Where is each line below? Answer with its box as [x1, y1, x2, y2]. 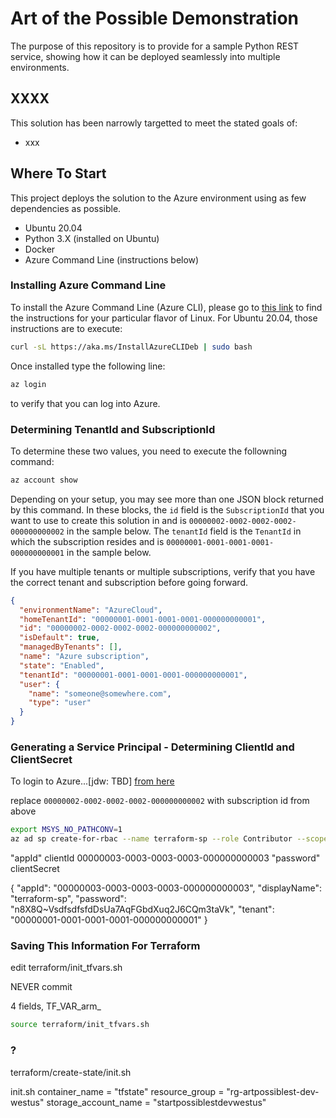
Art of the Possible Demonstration [10, 7, 300, 30]
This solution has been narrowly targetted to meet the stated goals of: [10, 117, 298, 129]
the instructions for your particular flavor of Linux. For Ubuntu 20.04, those [10, 312, 318, 324]
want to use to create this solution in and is [10, 514, 187, 526]
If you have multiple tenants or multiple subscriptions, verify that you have [10, 565, 316, 577]
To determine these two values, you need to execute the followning [10, 445, 288, 457]
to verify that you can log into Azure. [10, 397, 161, 409]
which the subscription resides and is [10, 535, 165, 547]
